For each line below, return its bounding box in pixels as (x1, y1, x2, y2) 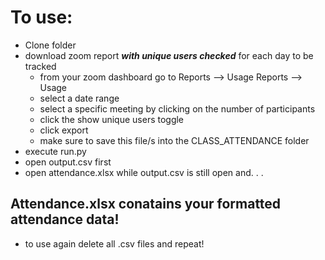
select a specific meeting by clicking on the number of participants (39, 102, 316, 115)
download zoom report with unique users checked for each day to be (24, 49, 314, 61)
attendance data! (10, 211, 120, 228)
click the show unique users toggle (39, 113, 185, 125)
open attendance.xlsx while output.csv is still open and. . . (24, 166, 264, 178)
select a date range (39, 92, 120, 104)
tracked (24, 60, 57, 72)
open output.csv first (24, 156, 112, 168)
